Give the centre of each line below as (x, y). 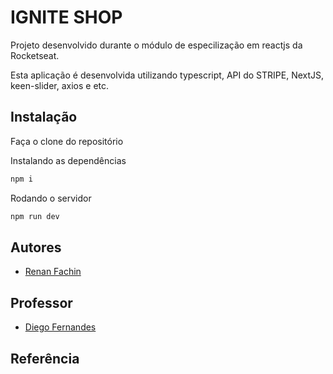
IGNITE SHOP (66, 17)
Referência (45, 358)
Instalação (44, 117)
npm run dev (35, 216)
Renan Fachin (53, 272)
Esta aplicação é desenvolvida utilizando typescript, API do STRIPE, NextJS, (167, 75)
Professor (41, 302)
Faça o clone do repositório (67, 141)
